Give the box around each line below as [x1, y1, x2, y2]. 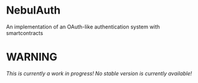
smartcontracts [6, 29, 43, 36]
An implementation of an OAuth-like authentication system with [6, 23, 160, 30]
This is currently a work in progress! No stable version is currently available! [6, 69, 192, 77]
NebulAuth [6, 4, 61, 17]
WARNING [6, 50, 57, 64]
